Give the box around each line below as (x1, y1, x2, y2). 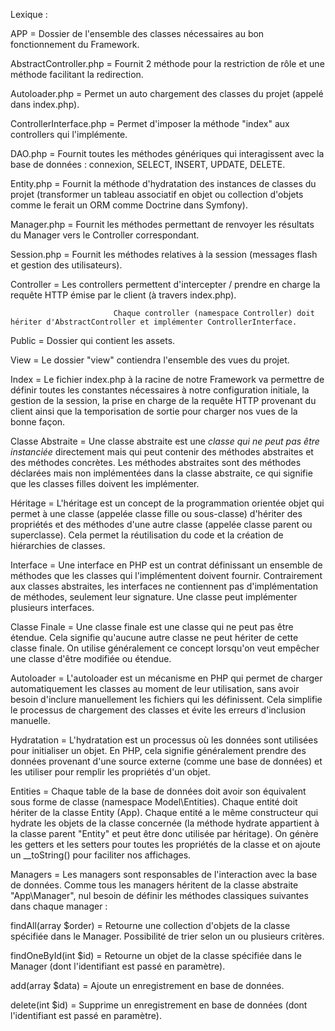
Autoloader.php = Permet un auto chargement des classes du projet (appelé (10, 88, 324, 99)
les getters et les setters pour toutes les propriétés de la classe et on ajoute (10, 839, 321, 850)
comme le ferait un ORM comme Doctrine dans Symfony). (10, 199, 248, 211)
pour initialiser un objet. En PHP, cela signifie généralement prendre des (10, 745, 307, 756)
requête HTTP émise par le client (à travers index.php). (10, 289, 237, 301)
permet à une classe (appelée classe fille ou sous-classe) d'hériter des (10, 508, 303, 519)
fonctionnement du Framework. (10, 39, 140, 50)
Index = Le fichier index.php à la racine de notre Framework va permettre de (10, 374, 325, 385)
